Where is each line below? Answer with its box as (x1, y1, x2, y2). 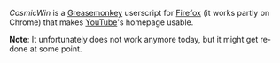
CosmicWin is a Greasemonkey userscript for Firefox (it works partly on (9, 8, 270, 18)
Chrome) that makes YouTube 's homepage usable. (9, 17, 194, 28)
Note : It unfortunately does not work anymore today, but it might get (9, 35, 259, 44)
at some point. (29, 43, 82, 54)
